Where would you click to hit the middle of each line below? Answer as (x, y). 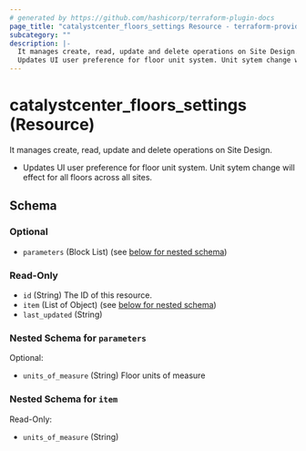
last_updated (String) (62, 314)
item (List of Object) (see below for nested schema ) (119, 304)
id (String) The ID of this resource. (87, 295)
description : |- (40, 43)
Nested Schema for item (64, 399)
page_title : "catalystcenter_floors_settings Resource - (120, 26)
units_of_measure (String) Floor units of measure (114, 375)
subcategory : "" (40, 35)
